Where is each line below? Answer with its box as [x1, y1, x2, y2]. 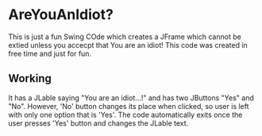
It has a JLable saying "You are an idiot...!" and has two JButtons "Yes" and [8, 93, 254, 103]
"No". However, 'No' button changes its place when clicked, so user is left [8, 101, 249, 111]
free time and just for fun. [8, 49, 92, 58]
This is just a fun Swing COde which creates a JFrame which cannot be [8, 32, 242, 41]
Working [8, 72, 52, 85]
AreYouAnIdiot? [8, 6, 114, 24]
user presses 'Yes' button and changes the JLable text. [8, 118, 189, 128]
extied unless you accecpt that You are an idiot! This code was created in [8, 40, 248, 49]
